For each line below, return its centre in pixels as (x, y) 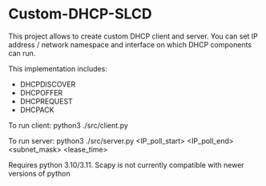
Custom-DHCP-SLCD (80, 14)
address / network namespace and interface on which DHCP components (130, 44)
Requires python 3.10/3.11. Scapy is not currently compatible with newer (126, 164)
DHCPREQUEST (46, 101)
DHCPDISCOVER (48, 84)
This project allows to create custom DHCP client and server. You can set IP (133, 36)
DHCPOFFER (41, 92)
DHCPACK (37, 110)
